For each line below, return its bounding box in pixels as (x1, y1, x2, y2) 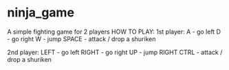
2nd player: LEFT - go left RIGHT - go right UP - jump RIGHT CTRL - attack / (7, 48, 223, 56)
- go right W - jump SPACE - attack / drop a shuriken (7, 34, 156, 43)
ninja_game (7, 5, 74, 21)
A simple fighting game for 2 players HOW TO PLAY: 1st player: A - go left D (7, 27, 221, 36)
